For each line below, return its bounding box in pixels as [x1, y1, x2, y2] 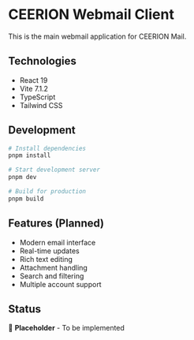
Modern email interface [19, 237, 96, 247]
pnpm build [8, 195, 44, 203]
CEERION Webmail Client [8, 6, 175, 24]
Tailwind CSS [19, 100, 63, 110]
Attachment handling [19, 263, 88, 272]
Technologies [8, 54, 77, 68]
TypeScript [19, 92, 56, 102]
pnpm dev [8, 174, 37, 181]
